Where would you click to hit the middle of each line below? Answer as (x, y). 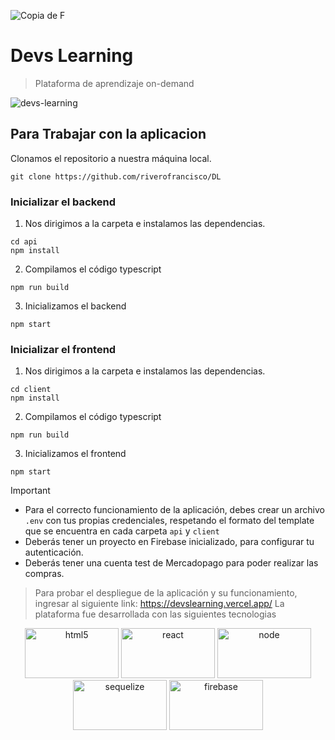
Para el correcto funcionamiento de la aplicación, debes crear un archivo (174, 510)
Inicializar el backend (63, 202)
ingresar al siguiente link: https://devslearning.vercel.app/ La (159, 604)
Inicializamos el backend (75, 306)
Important (30, 491)
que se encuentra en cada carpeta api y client (122, 531)
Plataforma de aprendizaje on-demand (114, 83)
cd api (24, 242)
